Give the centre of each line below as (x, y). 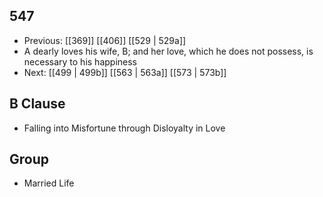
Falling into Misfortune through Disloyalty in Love (124, 128)
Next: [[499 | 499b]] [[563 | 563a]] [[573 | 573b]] (125, 72)
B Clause (37, 104)
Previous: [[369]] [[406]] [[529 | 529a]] (105, 40)
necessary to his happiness (80, 61)
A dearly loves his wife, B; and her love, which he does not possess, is (168, 51)
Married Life (49, 183)
